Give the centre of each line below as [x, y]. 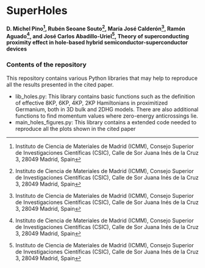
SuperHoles [37, 11]
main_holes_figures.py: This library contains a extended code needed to [106, 122]
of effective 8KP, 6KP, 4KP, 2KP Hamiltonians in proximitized [91, 103]
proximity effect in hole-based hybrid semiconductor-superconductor [97, 43]
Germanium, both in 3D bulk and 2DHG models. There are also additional [107, 109]
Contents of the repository [46, 65]
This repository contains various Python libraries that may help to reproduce [102, 78]
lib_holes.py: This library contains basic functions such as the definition [105, 96]
